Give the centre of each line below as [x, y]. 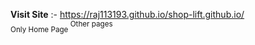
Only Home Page [39, 30]
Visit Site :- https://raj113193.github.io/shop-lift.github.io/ [127, 14]
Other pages [91, 24]
